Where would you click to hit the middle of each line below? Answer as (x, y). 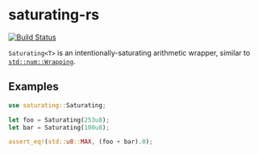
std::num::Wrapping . (42, 61)
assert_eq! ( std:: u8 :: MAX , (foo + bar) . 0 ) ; (81, 142)
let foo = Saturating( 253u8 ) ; (59, 120)
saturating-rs (54, 15)
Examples (33, 87)
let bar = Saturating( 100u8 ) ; (59, 127)
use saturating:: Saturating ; (57, 105)
